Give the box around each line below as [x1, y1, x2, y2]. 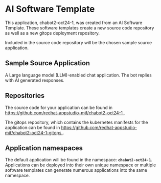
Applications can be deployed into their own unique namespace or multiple [5, 162, 156, 168]
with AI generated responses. [5, 77, 65, 83]
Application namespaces [5, 144, 83, 152]
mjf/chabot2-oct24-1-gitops [5, 130, 62, 135]
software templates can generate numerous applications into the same [5, 167, 148, 173]
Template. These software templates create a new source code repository [5, 25, 154, 30]
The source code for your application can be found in [5, 105, 113, 110]
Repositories [5, 92, 45, 100]
